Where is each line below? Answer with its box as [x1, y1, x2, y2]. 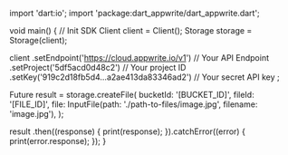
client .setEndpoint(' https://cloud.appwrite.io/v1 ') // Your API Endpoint [9, 53, 270, 63]
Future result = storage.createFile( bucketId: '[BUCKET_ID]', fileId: [9, 90, 255, 100]
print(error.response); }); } [9, 136, 107, 146]
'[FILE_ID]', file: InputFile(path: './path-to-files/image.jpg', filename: [9, 99, 258, 110]
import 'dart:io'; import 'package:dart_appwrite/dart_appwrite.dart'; [9, 8, 260, 18]
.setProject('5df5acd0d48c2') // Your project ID [9, 63, 187, 73]
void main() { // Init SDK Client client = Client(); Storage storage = [9, 25, 253, 35]
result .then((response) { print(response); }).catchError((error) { [9, 126, 246, 137]
